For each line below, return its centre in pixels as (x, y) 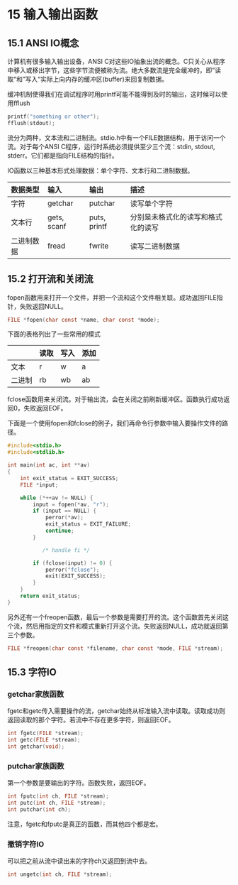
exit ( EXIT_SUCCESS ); (75, 576)
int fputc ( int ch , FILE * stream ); (58, 796)
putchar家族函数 (36, 766)
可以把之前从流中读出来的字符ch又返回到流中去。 (79, 861)
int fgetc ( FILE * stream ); (45, 733)
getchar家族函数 (36, 694)
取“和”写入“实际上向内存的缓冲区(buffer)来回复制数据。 (88, 79)
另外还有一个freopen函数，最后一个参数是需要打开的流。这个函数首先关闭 (115, 617)
